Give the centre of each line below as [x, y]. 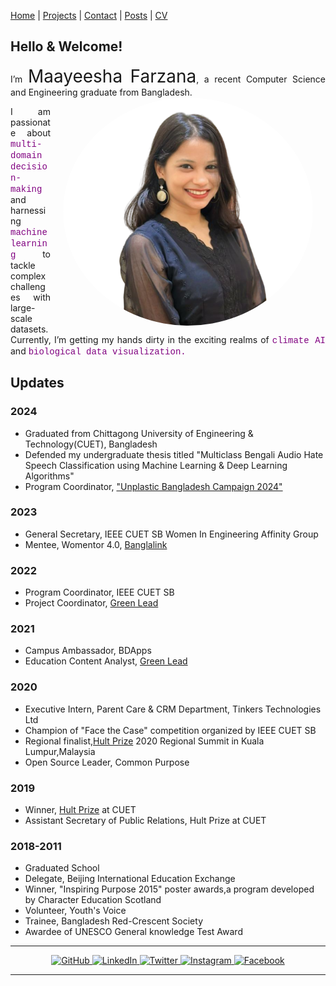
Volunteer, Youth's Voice [75, 911]
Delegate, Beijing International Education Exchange [130, 879]
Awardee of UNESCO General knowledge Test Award [133, 932]
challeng [28, 286]
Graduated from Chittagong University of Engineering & [139, 433]
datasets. [29, 329]
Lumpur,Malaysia [60, 751]
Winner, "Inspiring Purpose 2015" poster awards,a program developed [169, 889]
